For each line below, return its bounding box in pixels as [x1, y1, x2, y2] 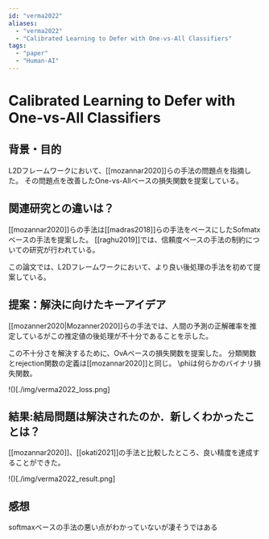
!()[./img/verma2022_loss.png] [8, 384, 110, 394]
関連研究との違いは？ [8, 202, 114, 215]
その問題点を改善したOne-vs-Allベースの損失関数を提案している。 [23, 175, 244, 186]
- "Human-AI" [15, 57, 60, 65]
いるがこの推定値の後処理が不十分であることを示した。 [29, 331, 213, 341]
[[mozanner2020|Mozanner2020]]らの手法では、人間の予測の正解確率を [8, 320, 250, 331]
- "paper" [15, 49, 48, 57]
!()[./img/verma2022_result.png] [8, 474, 115, 484]
